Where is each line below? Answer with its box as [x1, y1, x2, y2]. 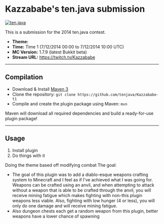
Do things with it [12, 152, 45, 158]
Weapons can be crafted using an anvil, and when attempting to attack [12, 182, 155, 188]
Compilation [5, 73, 43, 81]
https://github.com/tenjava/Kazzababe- [77, 92, 159, 97]
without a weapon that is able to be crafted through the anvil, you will [12, 187, 151, 193]
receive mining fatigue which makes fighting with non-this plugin [12, 192, 143, 198]
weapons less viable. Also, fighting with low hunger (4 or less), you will [12, 198, 155, 203]
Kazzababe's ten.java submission [5, 3, 145, 15]
